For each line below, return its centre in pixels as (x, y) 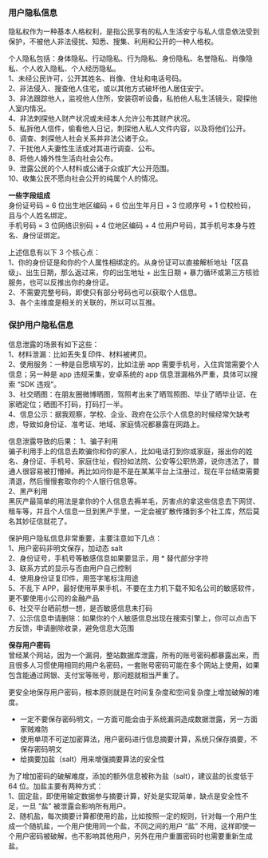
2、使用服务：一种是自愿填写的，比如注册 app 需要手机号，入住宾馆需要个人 (134, 364)
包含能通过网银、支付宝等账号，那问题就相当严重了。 (96, 675)
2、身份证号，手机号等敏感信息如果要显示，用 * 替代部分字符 (108, 558)
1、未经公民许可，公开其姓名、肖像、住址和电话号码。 (97, 78)
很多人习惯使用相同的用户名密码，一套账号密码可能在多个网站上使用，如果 (137, 664)
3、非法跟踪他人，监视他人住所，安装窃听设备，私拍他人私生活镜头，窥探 (129, 98)
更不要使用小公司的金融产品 (54, 598)
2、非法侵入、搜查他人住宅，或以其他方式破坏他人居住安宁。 (108, 89)
